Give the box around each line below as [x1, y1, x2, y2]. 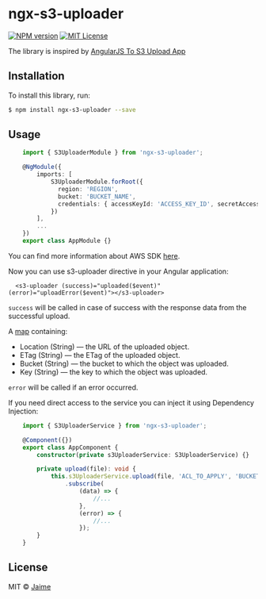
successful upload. [8, 311, 70, 321]
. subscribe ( [64, 480, 104, 488]
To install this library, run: [8, 90, 91, 100]
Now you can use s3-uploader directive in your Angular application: [8, 267, 229, 276]
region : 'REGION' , [58, 185, 119, 193]
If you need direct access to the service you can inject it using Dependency [8, 397, 255, 407]
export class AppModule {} [22, 237, 112, 245]
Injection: [8, 406, 39, 416]
